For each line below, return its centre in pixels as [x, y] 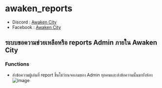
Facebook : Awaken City [36, 27]
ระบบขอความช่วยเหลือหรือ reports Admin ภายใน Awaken [81, 43]
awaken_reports [39, 9]
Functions [17, 64]
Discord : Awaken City [34, 22]
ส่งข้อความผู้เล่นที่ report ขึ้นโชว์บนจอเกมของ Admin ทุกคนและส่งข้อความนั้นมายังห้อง [82, 75]
